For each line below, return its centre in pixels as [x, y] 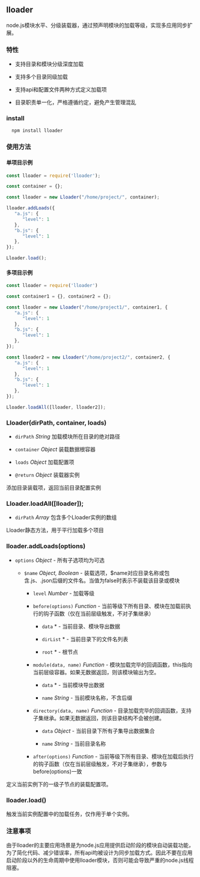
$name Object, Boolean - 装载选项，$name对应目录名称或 [94, 573]
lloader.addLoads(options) [46, 546]
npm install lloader [37, 131]
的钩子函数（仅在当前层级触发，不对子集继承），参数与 [100, 764]
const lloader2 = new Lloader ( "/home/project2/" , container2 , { [88, 357]
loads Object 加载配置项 [44, 462]
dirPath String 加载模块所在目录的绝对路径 [68, 437]
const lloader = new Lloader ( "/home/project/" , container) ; [83, 197]
